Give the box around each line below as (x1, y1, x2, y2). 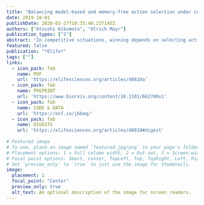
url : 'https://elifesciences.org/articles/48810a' (17, 76, 148, 82)
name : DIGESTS (17, 122, 53, 128)
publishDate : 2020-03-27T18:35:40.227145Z (6, 20, 115, 26)
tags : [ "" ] (6, 54, 34, 60)
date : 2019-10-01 (6, 15, 50, 21)
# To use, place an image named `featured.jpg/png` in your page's (6, 144, 181, 150)
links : (6, 59, 23, 66)
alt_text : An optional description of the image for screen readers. (12, 189, 191, 195)
